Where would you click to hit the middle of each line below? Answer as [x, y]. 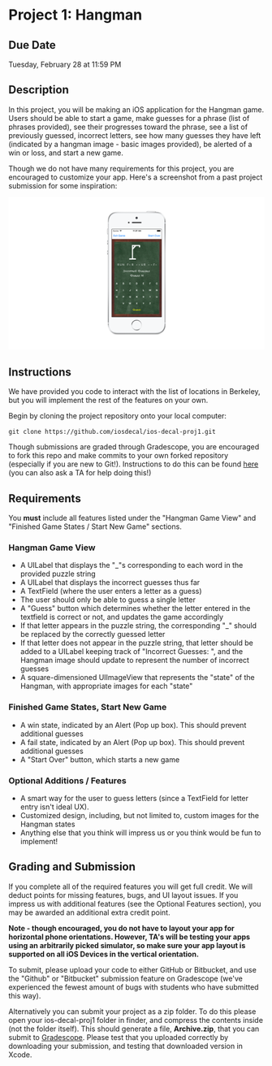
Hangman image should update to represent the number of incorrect [135, 661]
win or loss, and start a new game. [66, 153]
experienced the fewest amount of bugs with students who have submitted [134, 987]
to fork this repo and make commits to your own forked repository [119, 456]
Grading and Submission [72, 867]
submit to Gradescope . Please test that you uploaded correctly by [119, 1037]
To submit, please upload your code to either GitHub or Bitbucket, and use [133, 969]
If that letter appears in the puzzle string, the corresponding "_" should [138, 626]
